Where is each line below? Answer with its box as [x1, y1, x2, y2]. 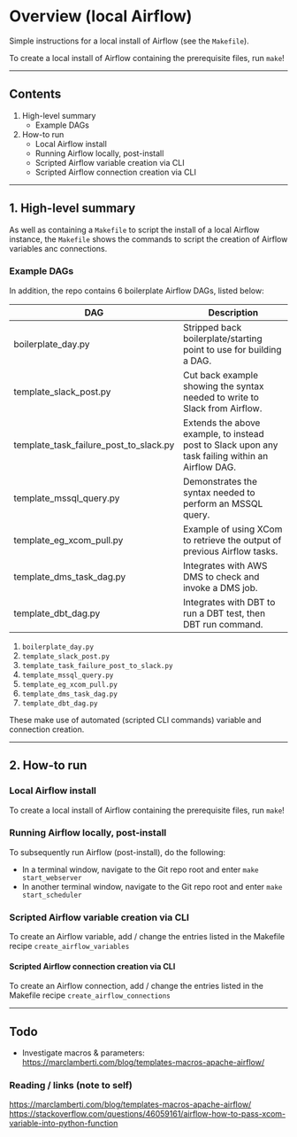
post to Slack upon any [182, 439, 278, 451]
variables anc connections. [9, 243, 108, 253]
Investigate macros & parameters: [21, 1047, 145, 1058]
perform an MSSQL [182, 497, 263, 510]
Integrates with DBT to [182, 596, 276, 608]
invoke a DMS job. [182, 581, 258, 594]
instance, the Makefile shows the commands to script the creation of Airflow [9, 233, 288, 245]
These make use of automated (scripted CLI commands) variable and [9, 714, 263, 725]
